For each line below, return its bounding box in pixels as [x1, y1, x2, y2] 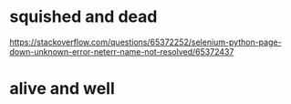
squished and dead [9, 6, 158, 27]
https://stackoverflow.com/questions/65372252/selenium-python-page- [9, 36, 282, 47]
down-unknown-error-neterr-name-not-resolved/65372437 [9, 46, 234, 57]
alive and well [9, 78, 116, 99]
